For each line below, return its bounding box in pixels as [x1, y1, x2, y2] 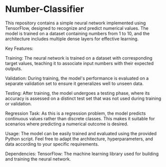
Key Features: [5, 45, 33, 51]
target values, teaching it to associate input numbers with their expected [5, 60, 154, 66]
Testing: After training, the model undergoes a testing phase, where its [5, 90, 150, 96]
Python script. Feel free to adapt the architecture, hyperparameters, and [5, 136, 154, 142]
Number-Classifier [5, 3, 84, 15]
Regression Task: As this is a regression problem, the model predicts [5, 110, 146, 116]
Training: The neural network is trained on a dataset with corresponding [5, 55, 153, 61]
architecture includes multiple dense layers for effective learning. [5, 36, 139, 42]
